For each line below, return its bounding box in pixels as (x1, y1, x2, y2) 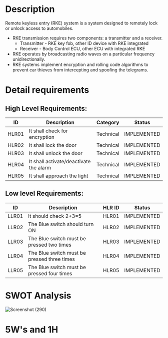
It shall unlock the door (28, 150, 82, 157)
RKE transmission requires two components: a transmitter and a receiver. (12, 35, 163, 41)
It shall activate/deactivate (28, 158, 91, 165)
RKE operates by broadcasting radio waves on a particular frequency (12, 51, 155, 57)
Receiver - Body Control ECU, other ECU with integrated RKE (19, 45, 145, 51)
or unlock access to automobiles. (5, 25, 73, 31)
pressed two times (28, 241, 71, 248)
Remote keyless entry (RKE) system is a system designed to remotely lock (5, 20, 158, 26)
